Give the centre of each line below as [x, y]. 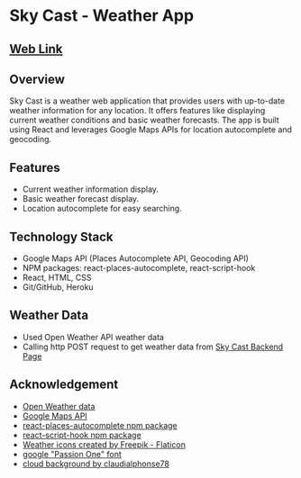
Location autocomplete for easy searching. [102, 209]
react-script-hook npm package [82, 435]
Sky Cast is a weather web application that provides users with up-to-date [147, 101]
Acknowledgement [64, 385]
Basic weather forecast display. [81, 199]
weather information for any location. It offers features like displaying [137, 111]
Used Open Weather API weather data [93, 337]
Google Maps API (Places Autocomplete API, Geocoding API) [136, 258]
